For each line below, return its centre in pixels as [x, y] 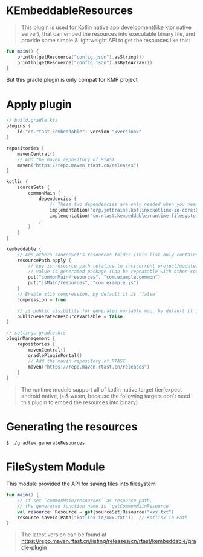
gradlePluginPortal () [55, 355]
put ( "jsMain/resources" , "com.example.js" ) [83, 283]
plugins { [19, 126]
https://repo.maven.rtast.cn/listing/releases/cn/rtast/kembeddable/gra [108, 541]
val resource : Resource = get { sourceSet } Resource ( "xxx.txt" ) [96, 512]
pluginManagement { [31, 339]
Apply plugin [39, 104]
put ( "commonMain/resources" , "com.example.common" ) [95, 277]
